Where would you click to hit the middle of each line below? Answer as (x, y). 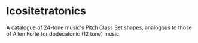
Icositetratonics (46, 11)
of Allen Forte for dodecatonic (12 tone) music (63, 33)
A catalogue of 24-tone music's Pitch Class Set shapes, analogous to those (99, 27)
